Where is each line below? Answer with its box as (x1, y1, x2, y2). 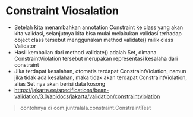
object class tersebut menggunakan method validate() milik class (14, 36, 173, 43)
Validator (14, 43, 36, 50)
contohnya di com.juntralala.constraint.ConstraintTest (20, 104, 151, 111)
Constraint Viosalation (5, 4, 119, 18)
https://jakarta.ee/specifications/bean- (14, 86, 109, 93)
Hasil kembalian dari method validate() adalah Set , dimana (14, 48, 157, 56)
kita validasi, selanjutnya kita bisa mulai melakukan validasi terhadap (14, 30, 182, 37)
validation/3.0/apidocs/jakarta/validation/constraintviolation (14, 93, 160, 100)
